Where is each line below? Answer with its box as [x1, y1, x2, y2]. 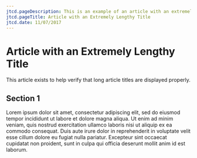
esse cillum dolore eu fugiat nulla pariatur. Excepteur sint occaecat [6, 134, 167, 141]
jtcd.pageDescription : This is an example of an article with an [6, 8, 169, 15]
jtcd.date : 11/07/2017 [6, 19, 62, 25]
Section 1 [6, 93, 40, 103]
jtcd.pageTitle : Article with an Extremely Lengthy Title [6, 14, 151, 20]
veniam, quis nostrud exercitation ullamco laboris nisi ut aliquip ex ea [6, 121, 172, 129]
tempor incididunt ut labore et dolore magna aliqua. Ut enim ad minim [6, 115, 174, 122]
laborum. [6, 146, 28, 153]
